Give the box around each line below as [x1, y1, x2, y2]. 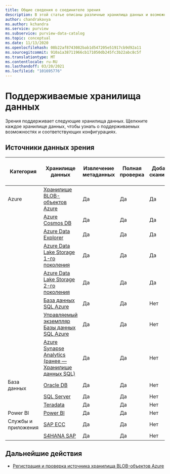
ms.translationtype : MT [5, 54, 56, 60]
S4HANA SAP [43, 432, 76, 439]
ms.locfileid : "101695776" [5, 69, 62, 74]
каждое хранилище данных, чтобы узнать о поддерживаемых [5, 123, 140, 129]
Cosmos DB [43, 219, 72, 226]
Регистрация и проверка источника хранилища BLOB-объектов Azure [12, 463, 164, 469]
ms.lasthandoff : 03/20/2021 [5, 64, 65, 69]
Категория [10, 168, 37, 175]
